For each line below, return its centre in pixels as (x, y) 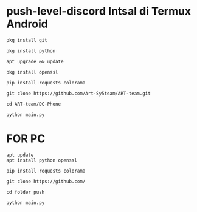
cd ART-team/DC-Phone (34, 104)
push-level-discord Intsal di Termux (99, 11)
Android (27, 24)
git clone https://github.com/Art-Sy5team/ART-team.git (78, 93)
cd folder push (26, 192)
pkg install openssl (33, 72)
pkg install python (31, 51)
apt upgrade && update (35, 61)
